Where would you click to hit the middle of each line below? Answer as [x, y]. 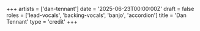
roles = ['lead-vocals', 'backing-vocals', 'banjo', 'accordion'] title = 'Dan [96, 15]
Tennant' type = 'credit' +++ [42, 22]
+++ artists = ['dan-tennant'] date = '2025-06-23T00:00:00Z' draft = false [100, 9]
